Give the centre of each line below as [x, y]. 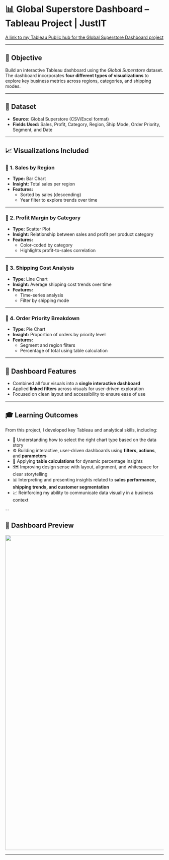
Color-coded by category [46, 245]
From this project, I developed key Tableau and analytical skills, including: [81, 430]
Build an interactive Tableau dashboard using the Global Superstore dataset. [84, 70]
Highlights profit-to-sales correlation [58, 250]
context [20, 500]
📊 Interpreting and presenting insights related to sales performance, [84, 479]
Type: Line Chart [30, 279]
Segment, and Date [32, 130]
